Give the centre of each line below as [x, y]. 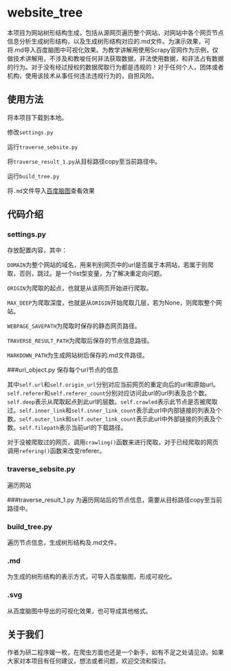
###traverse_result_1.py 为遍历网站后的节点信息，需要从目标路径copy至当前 [114, 499]
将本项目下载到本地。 [37, 117]
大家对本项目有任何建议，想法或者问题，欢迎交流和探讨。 [88, 661]
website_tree [45, 13]
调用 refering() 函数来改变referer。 [56, 451]
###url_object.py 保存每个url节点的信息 [63, 370]
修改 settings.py [30, 132]
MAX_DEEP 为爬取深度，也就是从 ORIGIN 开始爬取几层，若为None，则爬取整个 [112, 303]
